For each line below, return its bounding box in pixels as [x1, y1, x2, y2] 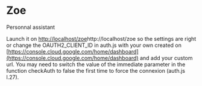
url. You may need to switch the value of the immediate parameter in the [6, 61, 186, 68]
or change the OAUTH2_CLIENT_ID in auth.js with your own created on [6, 41, 182, 49]
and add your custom [139, 54, 193, 61]
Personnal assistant [6, 23, 55, 31]
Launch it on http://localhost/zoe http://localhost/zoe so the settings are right [6, 35, 197, 42]
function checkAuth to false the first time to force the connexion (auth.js [6, 67, 186, 74]
